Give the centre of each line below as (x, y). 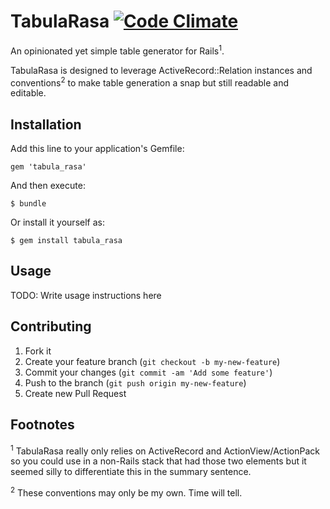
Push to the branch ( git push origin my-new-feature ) (135, 382)
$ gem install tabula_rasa (66, 241)
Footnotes (42, 425)
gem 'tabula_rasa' (48, 167)
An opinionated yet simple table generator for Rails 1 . (117, 50)
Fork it (38, 351)
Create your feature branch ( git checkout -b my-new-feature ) (152, 361)
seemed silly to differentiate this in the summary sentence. (131, 472)
